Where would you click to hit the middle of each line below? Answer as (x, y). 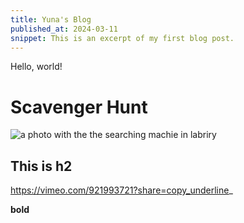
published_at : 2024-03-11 (64, 29)
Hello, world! (36, 67)
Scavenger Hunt (79, 107)
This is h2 (41, 166)
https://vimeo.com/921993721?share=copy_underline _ (121, 190)
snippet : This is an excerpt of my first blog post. (122, 38)
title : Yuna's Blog (51, 19)
